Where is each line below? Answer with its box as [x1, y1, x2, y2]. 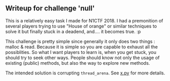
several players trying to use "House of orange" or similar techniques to [5, 23, 157, 29]
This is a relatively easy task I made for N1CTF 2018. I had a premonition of [5, 17, 163, 23]
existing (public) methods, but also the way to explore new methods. [5, 60, 150, 66]
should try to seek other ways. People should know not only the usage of [5, 55, 160, 61]
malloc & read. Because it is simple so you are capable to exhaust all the [5, 43, 158, 50]
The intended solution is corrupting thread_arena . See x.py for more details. [5, 70, 165, 76]
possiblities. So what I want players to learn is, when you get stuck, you [5, 49, 157, 55]
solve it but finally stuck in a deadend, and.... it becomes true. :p [5, 28, 141, 35]
